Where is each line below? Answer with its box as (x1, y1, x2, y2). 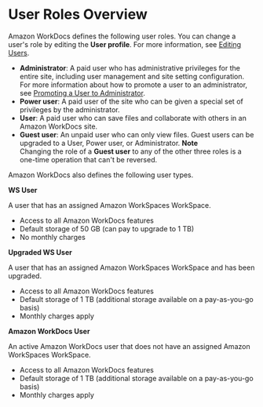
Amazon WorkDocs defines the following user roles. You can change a (8, 31, 236, 41)
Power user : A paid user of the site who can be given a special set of (19, 96, 243, 106)
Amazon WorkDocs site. (19, 122, 98, 131)
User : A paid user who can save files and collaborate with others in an (19, 113, 247, 122)
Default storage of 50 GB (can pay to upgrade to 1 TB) (19, 223, 195, 233)
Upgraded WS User (8, 247, 72, 256)
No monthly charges (19, 232, 86, 242)
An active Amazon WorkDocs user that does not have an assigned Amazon (8, 341, 250, 351)
